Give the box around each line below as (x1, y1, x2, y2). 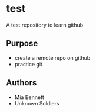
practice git (14, 60, 43, 68)
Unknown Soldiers (14, 100, 59, 107)
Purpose (6, 39, 38, 49)
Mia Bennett (14, 94, 44, 101)
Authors (6, 78, 37, 88)
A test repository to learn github (6, 21, 84, 28)
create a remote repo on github (14, 54, 91, 61)
